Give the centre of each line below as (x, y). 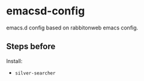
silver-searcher (35, 73)
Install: (14, 61)
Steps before (31, 46)
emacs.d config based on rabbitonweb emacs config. (72, 28)
